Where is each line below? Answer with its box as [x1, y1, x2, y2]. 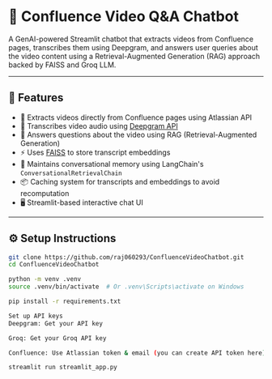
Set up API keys [8, 312, 63, 320]
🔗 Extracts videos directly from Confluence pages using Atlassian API [19, 113, 253, 122]
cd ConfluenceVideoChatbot [8, 261, 100, 269]
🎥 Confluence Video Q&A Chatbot [8, 7, 239, 26]
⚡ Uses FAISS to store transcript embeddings [19, 147, 171, 157]
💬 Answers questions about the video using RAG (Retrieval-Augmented [19, 130, 257, 139]
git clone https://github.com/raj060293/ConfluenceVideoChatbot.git [8, 253, 244, 262]
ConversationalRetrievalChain [19, 169, 123, 177]
